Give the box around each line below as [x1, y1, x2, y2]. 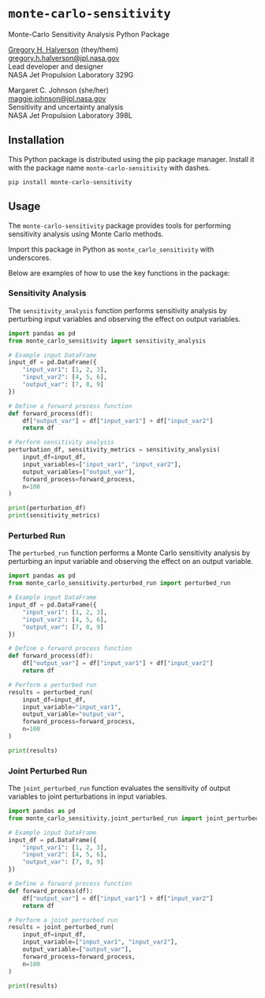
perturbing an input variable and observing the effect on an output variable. [8, 557, 254, 566]
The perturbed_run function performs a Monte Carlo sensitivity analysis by [8, 548, 251, 558]
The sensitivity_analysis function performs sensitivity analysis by [8, 305, 227, 315]
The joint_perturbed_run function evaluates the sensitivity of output [8, 784, 231, 793]
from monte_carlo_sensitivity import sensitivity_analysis [8, 337, 207, 345]
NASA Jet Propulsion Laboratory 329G [8, 70, 134, 79]
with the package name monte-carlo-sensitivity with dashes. [8, 163, 211, 172]
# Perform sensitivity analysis [8, 438, 114, 447]
